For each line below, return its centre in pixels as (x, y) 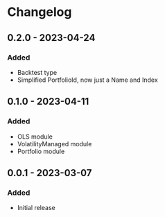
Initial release (36, 208)
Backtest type (37, 72)
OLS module (35, 137)
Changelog (40, 12)
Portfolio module (41, 151)
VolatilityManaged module (54, 144)
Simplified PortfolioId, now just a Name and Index (87, 80)
